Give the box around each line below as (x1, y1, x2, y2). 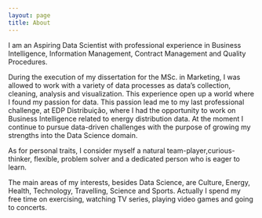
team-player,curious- (166, 146, 235, 155)
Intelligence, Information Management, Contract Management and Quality (8, 49, 246, 58)
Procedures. (8, 56, 49, 67)
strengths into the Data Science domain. (8, 130, 138, 140)
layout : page (8, 11, 51, 20)
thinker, (8, 154, 33, 163)
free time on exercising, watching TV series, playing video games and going (8, 194, 253, 204)
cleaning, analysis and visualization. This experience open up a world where (8, 89, 255, 98)
